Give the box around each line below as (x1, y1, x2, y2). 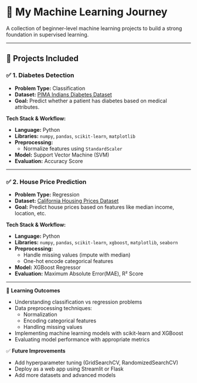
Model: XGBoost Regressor (14, 264, 81, 271)
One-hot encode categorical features (23, 257, 113, 264)
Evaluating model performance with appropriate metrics (14, 335, 150, 343)
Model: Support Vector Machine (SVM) (14, 151, 110, 158)
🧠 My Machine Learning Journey (6, 5, 168, 19)
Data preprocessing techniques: (14, 304, 93, 311)
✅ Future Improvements (6, 347, 66, 354)
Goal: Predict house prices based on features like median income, (14, 203, 175, 211)
